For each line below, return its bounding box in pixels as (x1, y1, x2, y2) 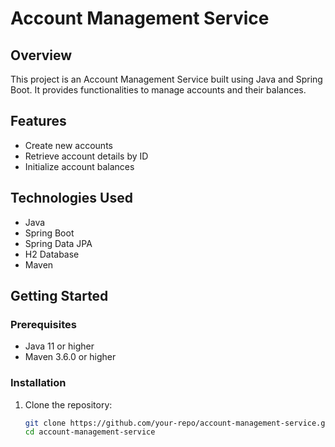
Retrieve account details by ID (24, 150, 149, 162)
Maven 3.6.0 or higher (24, 351, 117, 363)
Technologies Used (10, 190, 133, 207)
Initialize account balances (24, 160, 135, 172)
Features (10, 113, 67, 130)
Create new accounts (24, 139, 113, 151)
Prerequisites (10, 317, 77, 331)
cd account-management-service (24, 427, 156, 437)
